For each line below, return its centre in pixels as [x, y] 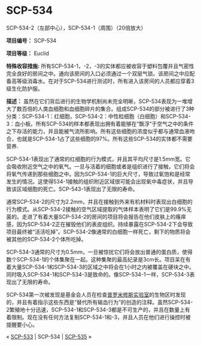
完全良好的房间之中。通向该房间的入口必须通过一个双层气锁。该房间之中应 [98, 73]
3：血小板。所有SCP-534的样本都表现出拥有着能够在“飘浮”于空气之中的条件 [100, 124]
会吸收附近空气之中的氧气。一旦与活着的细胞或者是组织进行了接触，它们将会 [100, 166]
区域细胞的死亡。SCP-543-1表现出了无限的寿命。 [77, 189]
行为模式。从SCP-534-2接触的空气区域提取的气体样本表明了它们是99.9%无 [99, 209]
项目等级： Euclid [28, 53]
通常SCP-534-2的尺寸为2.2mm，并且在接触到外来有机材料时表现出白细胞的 [100, 201]
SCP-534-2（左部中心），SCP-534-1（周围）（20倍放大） [76, 28]
